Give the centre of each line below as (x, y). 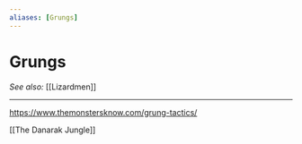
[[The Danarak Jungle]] (53, 130)
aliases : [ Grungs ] (44, 17)
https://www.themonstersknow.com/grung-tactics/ (103, 112)
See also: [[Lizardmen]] (53, 87)
